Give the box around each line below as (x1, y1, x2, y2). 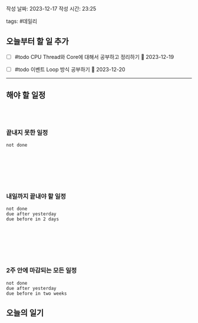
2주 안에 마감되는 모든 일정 (6, 266, 77, 275)
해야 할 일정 (6, 90, 46, 100)
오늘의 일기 (6, 308, 44, 318)
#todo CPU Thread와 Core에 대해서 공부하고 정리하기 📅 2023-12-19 (14, 53, 174, 60)
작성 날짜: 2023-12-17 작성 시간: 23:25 (6, 5, 97, 12)
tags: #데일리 (6, 18, 37, 25)
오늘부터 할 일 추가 (6, 37, 69, 47)
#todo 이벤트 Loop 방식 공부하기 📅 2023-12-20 (14, 65, 126, 72)
